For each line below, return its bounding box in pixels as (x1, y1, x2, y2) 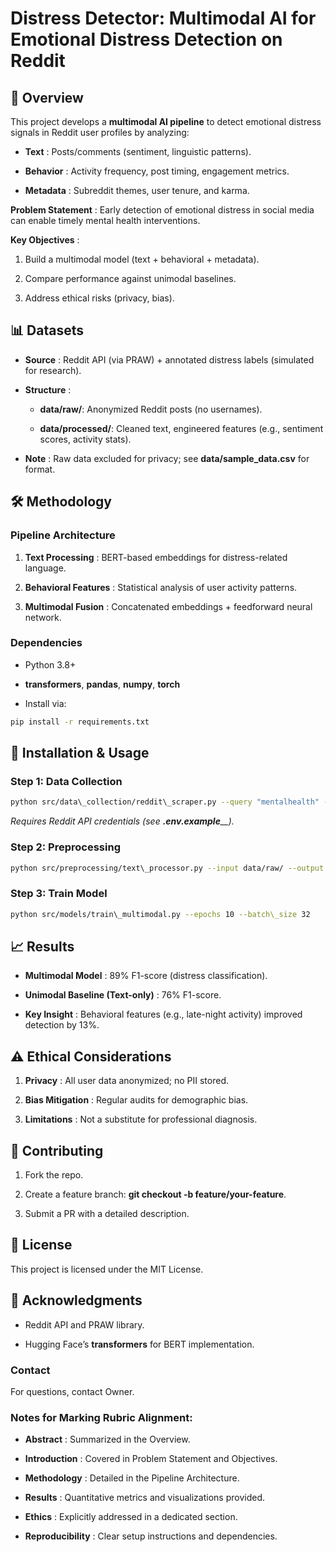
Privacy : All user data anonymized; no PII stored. (24, 1075, 230, 1087)
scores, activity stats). (39, 433, 132, 445)
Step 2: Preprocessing (10, 840, 121, 854)
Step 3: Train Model (10, 887, 108, 901)
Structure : (24, 383, 72, 396)
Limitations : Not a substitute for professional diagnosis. (24, 1113, 258, 1126)
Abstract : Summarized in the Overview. (24, 1433, 191, 1446)
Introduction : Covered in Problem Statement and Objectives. (24, 1453, 278, 1465)
